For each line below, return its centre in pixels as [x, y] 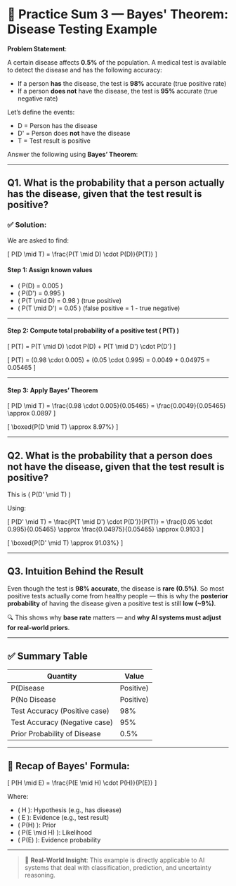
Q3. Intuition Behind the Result [76, 571]
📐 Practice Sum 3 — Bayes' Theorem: [118, 14]
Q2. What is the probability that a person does [110, 455]
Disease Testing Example [83, 29]
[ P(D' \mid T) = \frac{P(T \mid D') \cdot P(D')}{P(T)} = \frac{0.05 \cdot [110, 522]
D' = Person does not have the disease [74, 133]
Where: [18, 797]
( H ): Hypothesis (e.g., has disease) [69, 810]
